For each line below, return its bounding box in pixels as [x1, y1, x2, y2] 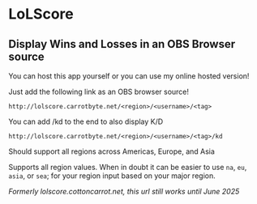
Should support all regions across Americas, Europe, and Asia [8, 147, 215, 156]
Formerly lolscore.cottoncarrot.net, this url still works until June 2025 [8, 187, 240, 196]
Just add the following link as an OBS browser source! [8, 87, 189, 96]
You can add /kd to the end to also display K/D [8, 117, 164, 126]
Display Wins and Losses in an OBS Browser [8, 37, 236, 51]
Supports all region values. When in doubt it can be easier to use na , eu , [8, 163, 247, 172]
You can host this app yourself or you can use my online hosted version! [8, 71, 250, 81]
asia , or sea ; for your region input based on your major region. [8, 171, 216, 181]
